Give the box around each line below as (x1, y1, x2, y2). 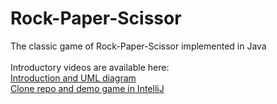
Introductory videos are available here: (10, 61, 170, 73)
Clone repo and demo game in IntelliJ (10, 82, 165, 94)
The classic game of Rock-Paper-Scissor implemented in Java (10, 40, 267, 52)
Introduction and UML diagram (10, 72, 137, 84)
